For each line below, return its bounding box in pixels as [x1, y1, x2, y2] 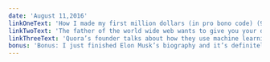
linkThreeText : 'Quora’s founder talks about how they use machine [8, 34, 239, 43]
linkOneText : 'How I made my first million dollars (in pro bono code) [8, 19, 253, 27]
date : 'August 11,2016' [8, 11, 88, 20]
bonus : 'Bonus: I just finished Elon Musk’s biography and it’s [8, 42, 228, 50]
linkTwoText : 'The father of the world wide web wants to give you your [8, 27, 257, 35]
